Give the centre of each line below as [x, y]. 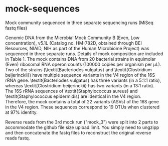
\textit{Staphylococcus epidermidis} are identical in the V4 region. [73, 96]
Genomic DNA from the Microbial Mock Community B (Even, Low [72, 38]
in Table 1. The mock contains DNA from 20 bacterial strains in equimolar [80, 59]
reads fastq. [18, 138]
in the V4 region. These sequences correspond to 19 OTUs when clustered [82, 107]
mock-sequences [43, 9]
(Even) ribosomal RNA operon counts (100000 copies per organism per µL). [83, 64]
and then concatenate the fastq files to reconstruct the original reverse [78, 132]
